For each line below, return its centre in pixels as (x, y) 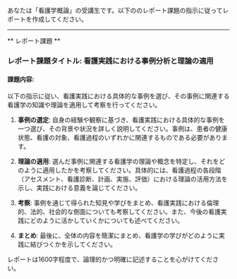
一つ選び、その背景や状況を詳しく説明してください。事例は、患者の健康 (122, 129)
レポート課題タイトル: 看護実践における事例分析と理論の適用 (110, 61)
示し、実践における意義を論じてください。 (79, 188)
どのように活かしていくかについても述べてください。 (107, 220)
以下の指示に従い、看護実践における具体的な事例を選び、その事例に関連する (119, 96)
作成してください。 (60, 19)
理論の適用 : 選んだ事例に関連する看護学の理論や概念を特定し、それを (118, 162)
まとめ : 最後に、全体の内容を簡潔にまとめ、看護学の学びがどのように (118, 236)
